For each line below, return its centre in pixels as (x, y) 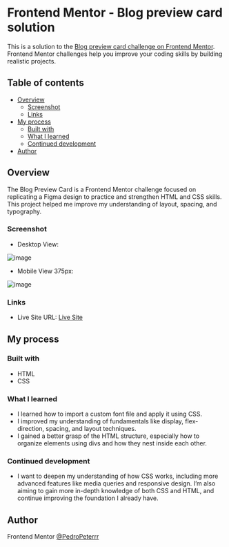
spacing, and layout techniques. (91, 429)
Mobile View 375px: (45, 271)
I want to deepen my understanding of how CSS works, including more (118, 476)
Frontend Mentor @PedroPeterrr (53, 537)
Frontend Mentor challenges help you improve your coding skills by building (115, 54)
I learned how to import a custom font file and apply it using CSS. (110, 414)
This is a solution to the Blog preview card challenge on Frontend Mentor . (111, 46)
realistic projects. (32, 61)
